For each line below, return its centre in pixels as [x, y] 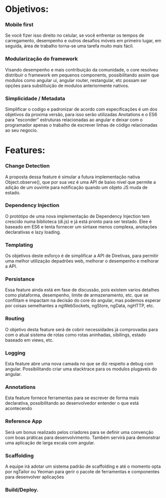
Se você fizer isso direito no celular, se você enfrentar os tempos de [75, 35]
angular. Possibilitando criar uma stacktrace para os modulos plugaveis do [81, 369]
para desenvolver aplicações [35, 477]
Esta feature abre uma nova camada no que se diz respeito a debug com [79, 364]
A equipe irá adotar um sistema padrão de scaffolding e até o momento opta [83, 466]
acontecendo [19, 409]
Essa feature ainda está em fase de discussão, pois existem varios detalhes [82, 290]
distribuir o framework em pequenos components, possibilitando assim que [82, 75]
